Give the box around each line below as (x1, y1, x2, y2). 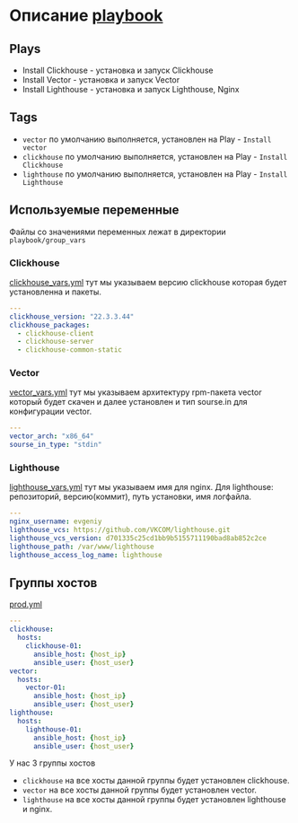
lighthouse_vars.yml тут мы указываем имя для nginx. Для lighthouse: (9, 482, 274, 493)
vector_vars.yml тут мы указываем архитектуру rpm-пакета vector (9, 387, 262, 398)
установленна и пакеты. (9, 286, 101, 297)
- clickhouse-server (17, 337, 94, 346)
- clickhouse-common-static (17, 346, 123, 355)
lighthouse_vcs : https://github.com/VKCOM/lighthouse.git (9, 526, 231, 535)
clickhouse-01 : (25, 642, 83, 651)
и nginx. (22, 804, 53, 815)
